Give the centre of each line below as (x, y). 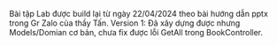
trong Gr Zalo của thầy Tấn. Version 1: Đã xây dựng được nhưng (125, 23)
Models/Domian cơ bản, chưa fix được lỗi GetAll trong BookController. (136, 32)
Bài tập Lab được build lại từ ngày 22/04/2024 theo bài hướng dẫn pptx (138, 14)
